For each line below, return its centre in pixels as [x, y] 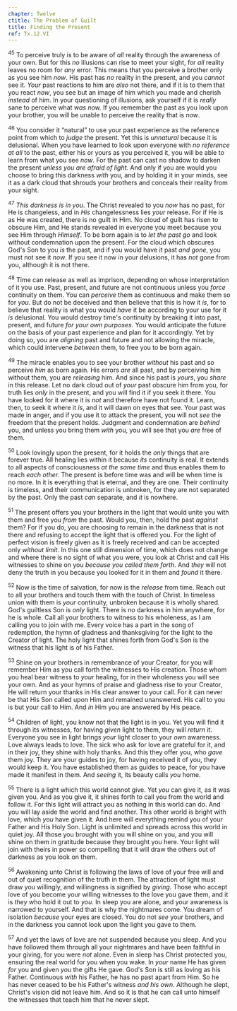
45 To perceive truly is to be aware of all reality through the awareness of [114, 54]
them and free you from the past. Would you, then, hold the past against [113, 520]
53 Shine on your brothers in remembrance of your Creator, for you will [111, 662]
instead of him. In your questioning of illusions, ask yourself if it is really [112, 100]
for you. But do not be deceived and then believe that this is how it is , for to [117, 302]
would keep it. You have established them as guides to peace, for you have [117, 767]
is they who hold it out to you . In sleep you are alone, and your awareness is [118, 902]
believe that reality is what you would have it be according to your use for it [117, 310]
